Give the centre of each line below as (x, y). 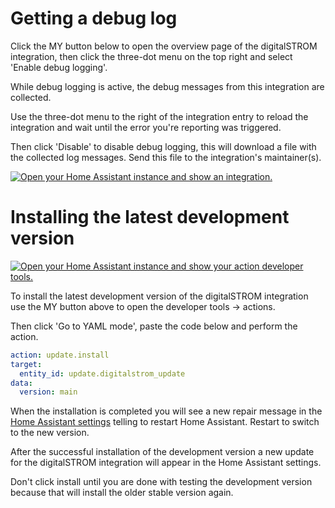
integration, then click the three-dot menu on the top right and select (151, 56)
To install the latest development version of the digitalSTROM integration (159, 296)
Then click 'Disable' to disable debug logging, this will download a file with (163, 146)
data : (21, 383)
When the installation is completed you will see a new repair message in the (166, 411)
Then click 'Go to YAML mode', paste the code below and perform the (154, 326)
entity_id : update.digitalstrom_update (102, 373)
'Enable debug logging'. (59, 67)
